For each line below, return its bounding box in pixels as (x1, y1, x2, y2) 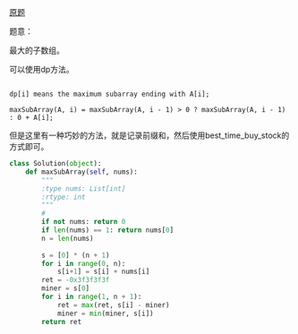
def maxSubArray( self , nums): (25, 167, 139, 176)
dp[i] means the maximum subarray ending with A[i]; (9, 90, 210, 98)
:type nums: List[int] (41, 184, 126, 193)
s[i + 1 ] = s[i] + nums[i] (56, 267, 150, 277)
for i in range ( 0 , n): (41, 259, 126, 268)
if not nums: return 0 (41, 218, 126, 227)
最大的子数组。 (9, 45, 64, 56)
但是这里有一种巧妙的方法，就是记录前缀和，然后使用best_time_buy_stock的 (9, 130, 290, 141)
